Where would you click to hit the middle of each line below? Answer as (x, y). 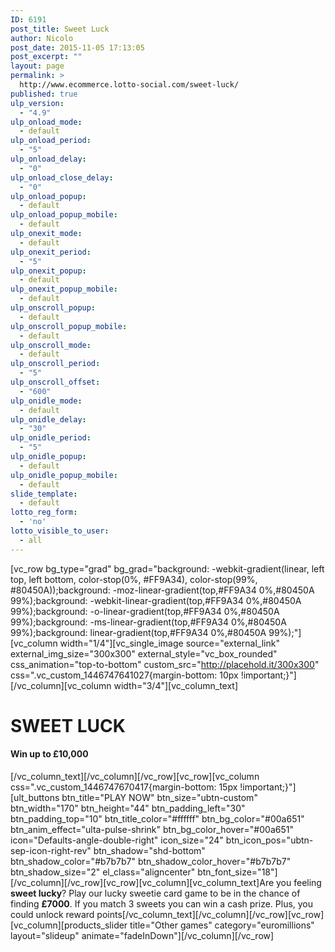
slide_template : (44, 494)
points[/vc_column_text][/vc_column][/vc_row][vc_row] (210, 915)
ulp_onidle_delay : (48, 419)
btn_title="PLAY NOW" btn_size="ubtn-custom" (159, 798)
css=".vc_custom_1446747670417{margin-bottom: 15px (124, 787)
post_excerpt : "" (46, 57)
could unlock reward (52, 915)
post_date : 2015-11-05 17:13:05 (77, 47)
